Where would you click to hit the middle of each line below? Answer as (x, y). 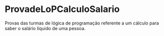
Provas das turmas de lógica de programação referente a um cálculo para (82, 23)
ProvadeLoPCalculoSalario (62, 9)
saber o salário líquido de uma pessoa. (45, 28)
